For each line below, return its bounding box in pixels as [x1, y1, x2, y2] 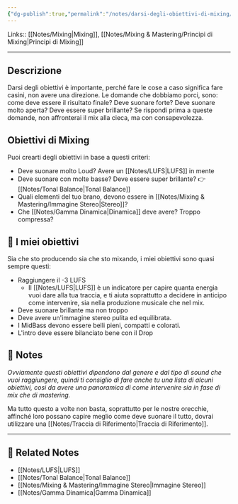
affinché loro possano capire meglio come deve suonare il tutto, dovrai [7, 412, 214, 420]
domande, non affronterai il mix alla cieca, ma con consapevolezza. [7, 114, 204, 122]
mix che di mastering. [7, 390, 71, 399]
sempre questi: [7, 262, 51, 270]
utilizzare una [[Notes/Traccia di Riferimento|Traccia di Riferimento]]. [7, 420, 209, 428]
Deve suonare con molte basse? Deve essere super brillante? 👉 [17, 175, 206, 183]
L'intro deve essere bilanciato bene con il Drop [17, 329, 154, 337]
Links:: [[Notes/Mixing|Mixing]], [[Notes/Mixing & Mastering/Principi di [7, 30, 213, 38]
